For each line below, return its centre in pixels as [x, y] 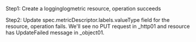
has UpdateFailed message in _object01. [55, 33]
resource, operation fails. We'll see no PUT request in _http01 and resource [98, 26]
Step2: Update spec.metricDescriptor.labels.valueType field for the [88, 20]
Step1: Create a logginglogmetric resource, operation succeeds [83, 9]
